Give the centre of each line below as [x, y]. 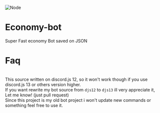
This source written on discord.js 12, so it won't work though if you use [76, 79]
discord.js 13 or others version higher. [43, 84]
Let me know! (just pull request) [37, 95]
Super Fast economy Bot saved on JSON [46, 41]
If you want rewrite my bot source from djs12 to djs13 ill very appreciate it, [80, 90]
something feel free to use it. [34, 105]
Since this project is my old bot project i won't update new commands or [78, 100]
